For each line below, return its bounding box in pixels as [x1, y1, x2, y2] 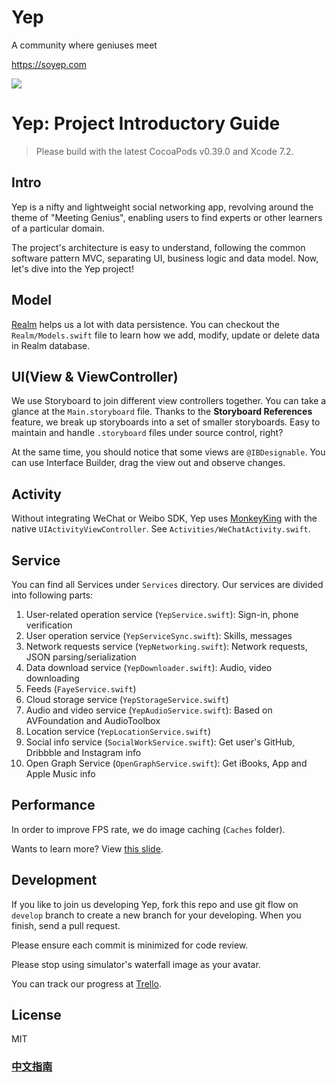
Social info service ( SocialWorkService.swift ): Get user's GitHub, [25, 736, 296, 748]
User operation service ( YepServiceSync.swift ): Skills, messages [25, 629, 293, 641]
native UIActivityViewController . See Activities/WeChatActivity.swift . [11, 523, 311, 535]
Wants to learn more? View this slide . [11, 842, 164, 855]
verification [25, 619, 73, 631]
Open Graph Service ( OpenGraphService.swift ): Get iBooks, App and [25, 757, 308, 769]
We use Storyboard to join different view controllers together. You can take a [11, 395, 327, 407]
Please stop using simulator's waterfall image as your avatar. [11, 958, 261, 970]
